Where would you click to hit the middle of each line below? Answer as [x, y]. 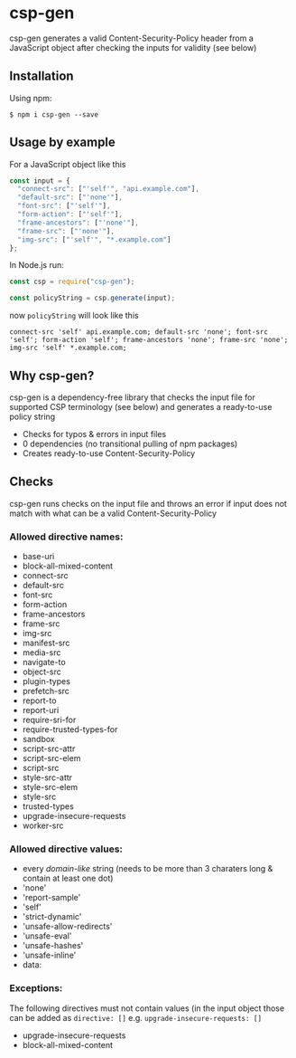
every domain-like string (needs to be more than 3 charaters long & [148, 869]
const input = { [40, 181]
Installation [42, 76]
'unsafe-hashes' [53, 946]
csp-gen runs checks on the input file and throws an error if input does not [148, 503]
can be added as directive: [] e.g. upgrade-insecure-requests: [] [136, 1017]
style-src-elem [50, 787]
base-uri [38, 557]
